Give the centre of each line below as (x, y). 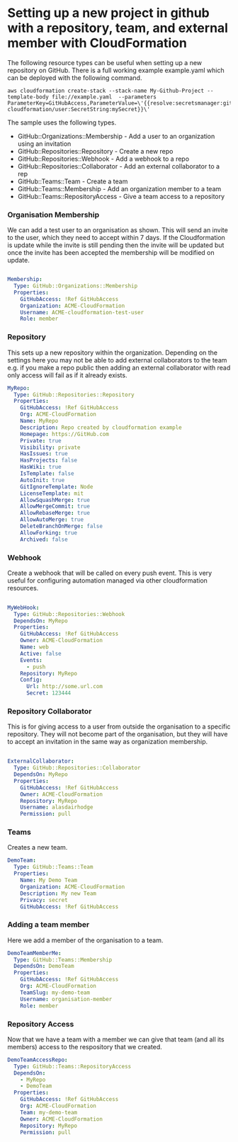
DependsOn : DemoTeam (44, 966)
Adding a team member (49, 925)
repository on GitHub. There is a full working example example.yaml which (116, 70)
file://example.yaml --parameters (104, 97)
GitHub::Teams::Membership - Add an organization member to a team (119, 188)
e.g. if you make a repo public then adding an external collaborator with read (119, 367)
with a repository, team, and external (118, 28)
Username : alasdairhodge (57, 807)
